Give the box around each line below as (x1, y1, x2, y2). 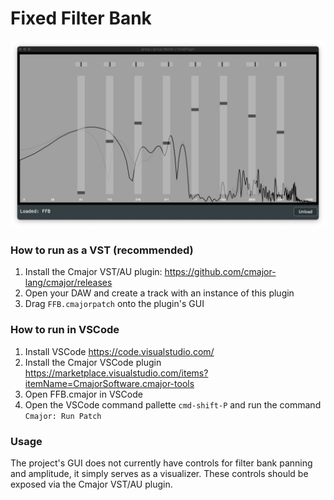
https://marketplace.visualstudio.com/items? (24, 367, 209, 379)
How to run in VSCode (10, 323, 120, 337)
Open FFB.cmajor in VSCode (24, 388, 143, 400)
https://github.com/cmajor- (164, 266, 277, 278)
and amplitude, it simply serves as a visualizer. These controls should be (10, 468, 309, 480)
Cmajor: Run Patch (24, 411, 102, 421)
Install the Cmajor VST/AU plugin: (24, 266, 163, 278)
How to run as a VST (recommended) (10, 243, 194, 257)
